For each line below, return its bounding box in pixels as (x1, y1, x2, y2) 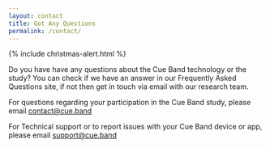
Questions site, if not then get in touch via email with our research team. (8, 82, 249, 91)
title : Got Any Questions (8, 19, 96, 27)
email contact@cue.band (8, 106, 92, 116)
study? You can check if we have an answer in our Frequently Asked (8, 74, 237, 83)
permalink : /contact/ (8, 27, 82, 35)
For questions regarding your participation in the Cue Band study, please (8, 98, 251, 108)
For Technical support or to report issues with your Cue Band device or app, (8, 122, 263, 132)
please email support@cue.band (8, 130, 118, 140)
